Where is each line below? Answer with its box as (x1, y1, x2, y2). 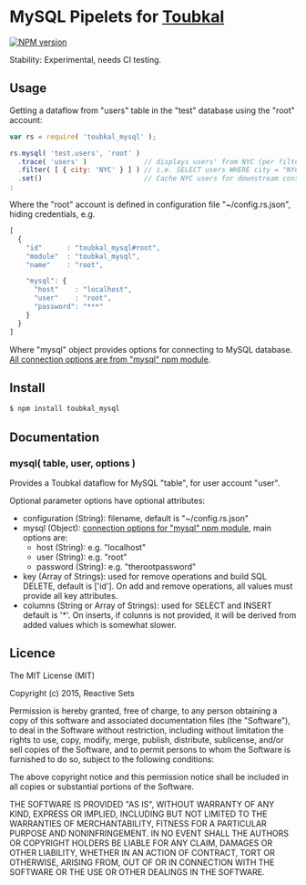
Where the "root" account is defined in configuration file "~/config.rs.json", (9, 199, 291, 210)
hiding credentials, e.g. (9, 209, 96, 220)
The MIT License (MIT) (9, 670, 96, 681)
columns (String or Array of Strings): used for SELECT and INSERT (22, 600, 272, 611)
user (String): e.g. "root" (36, 551, 127, 562)
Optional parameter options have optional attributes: (9, 495, 206, 506)
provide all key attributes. (22, 590, 118, 601)
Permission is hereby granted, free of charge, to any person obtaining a (9, 705, 278, 716)
